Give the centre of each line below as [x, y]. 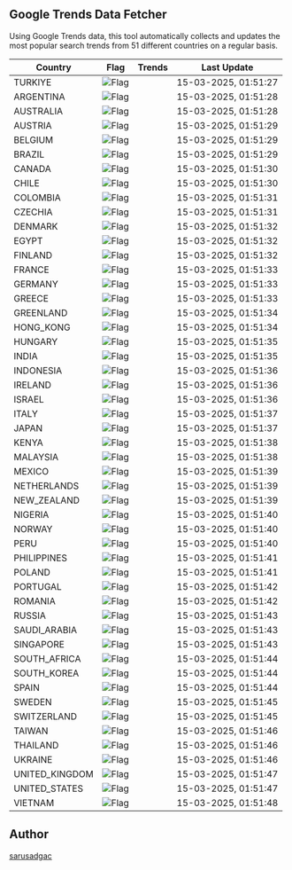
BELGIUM [34, 139]
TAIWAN [31, 731]
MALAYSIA [36, 457]
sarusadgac [31, 856]
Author [29, 834]
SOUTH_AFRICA [47, 658]
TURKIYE [33, 82]
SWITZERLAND [46, 716]
